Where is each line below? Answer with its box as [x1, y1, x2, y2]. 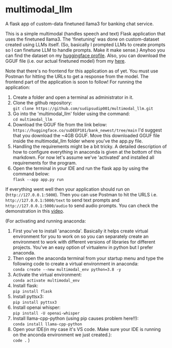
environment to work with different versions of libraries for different [12, 239, 156, 245]
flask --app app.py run [12, 177, 64, 182]
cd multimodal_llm [12, 117, 52, 122]
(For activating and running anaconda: [5, 217, 86, 224]
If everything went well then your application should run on [5, 186, 130, 192]
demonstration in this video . [5, 208, 64, 214]
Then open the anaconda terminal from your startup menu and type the [12, 255, 164, 261]
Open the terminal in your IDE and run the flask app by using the [12, 165, 149, 171]
